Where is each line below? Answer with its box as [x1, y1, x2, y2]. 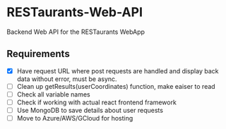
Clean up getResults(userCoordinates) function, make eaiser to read [16, 82, 216, 90]
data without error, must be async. [16, 75, 117, 83]
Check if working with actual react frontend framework [16, 98, 177, 106]
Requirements [6, 48, 70, 60]
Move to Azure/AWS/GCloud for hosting [16, 114, 133, 123]
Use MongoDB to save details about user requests [16, 106, 164, 114]
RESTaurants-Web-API [6, 4, 143, 20]
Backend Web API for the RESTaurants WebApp [6, 27, 145, 36]
